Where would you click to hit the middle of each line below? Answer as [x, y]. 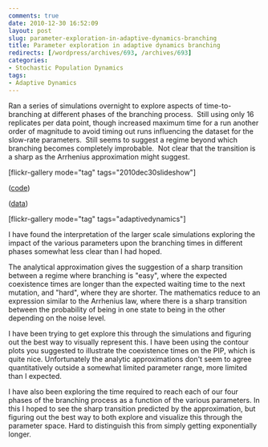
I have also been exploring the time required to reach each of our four [123, 391]
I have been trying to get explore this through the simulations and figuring [130, 333]
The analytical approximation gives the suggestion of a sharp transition [126, 267]
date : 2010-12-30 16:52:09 [53, 23]
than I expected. [35, 376]
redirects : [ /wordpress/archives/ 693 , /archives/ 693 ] [100, 53]
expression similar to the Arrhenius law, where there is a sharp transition [128, 300]
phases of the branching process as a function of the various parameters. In [134, 400]
